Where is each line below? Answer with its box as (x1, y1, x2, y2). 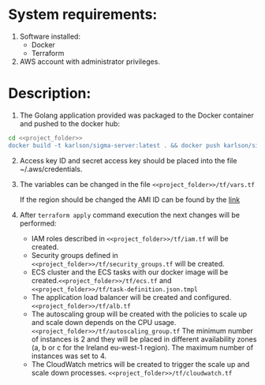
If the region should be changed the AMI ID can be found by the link (19, 195, 241, 204)
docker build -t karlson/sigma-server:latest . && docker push (8, 141, 221, 149)
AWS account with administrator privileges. (19, 57, 160, 66)
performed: (19, 219, 57, 228)
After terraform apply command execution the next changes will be (19, 210, 241, 219)
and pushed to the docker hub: (19, 118, 121, 128)
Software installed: (19, 32, 81, 41)
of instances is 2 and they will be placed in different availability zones (31, 334, 257, 344)
